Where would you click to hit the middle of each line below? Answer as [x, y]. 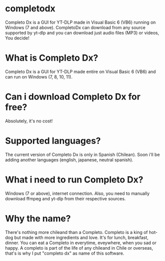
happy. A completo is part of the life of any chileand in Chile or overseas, [79, 248]
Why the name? [38, 218]
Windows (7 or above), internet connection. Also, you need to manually [77, 193]
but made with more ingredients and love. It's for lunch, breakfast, [81, 237]
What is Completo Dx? [52, 58]
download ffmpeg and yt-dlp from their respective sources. [65, 198]
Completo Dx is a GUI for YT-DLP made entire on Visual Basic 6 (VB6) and [81, 72]
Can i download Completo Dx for [73, 97]
